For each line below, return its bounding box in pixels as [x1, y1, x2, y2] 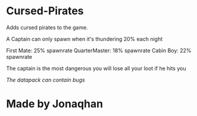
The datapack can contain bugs [6, 76, 85, 83]
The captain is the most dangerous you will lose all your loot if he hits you [6, 64, 186, 72]
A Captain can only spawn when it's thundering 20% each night [6, 35, 162, 42]
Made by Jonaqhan [6, 97, 103, 111]
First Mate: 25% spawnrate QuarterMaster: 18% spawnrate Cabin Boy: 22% [6, 46, 192, 54]
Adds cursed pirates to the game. [6, 24, 88, 31]
